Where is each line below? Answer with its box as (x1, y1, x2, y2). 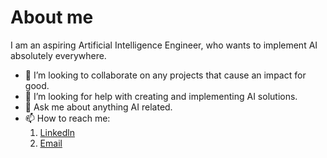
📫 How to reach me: (24, 112, 111, 124)
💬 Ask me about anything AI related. (24, 101, 173, 113)
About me (10, 6, 94, 29)
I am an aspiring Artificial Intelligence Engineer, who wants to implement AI (10, 39, 318, 51)
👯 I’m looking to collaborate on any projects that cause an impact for (24, 69, 307, 81)
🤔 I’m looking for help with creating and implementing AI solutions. (24, 90, 298, 102)
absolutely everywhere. (10, 49, 107, 61)
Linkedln (39, 126, 75, 138)
